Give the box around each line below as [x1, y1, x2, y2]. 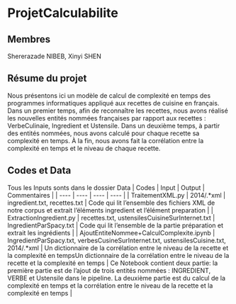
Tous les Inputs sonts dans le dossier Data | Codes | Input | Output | [7, 183, 206, 192]
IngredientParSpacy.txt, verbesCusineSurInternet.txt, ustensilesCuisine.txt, [7, 236, 227, 244]
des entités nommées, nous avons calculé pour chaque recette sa [7, 129, 200, 137]
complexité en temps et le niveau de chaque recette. [7, 144, 161, 152]
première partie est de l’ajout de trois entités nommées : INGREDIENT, [7, 266, 211, 274]
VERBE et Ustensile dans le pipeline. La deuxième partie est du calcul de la [7, 274, 225, 282]
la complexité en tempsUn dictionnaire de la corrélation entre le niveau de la [7, 251, 230, 259]
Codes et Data [7, 164, 72, 176]
